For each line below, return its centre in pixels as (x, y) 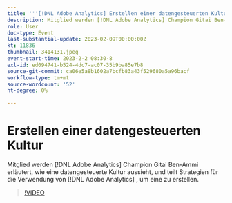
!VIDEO (34, 193)
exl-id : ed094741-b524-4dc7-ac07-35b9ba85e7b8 (75, 65)
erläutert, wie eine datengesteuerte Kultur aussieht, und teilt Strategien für (113, 172)
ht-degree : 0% (28, 90)
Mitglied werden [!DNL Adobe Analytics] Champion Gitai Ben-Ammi (103, 165)
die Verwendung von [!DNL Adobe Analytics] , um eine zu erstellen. (103, 180)
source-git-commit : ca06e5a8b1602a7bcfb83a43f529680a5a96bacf (98, 71)
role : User (23, 26)
